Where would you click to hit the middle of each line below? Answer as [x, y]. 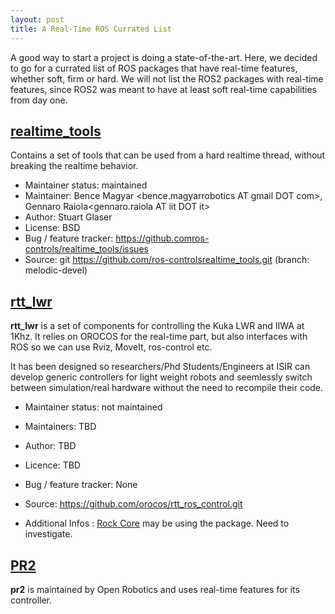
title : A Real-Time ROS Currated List [91, 29]
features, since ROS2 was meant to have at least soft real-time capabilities [163, 89]
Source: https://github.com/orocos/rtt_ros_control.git [133, 504]
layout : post [37, 19]
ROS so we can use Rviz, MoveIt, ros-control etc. [111, 347]
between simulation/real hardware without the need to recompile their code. [167, 388]
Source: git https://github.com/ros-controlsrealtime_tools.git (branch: [167, 260]
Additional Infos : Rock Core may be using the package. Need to [157, 523]
